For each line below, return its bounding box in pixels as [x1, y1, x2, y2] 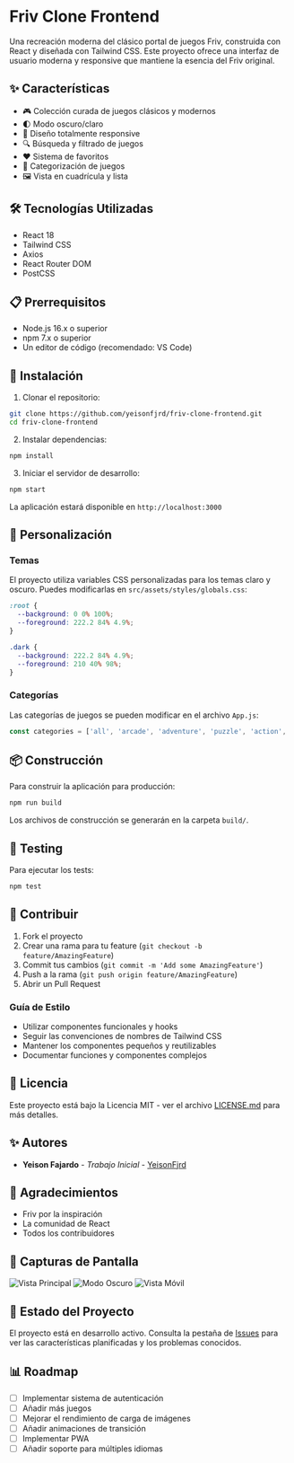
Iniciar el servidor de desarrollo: [22, 467, 141, 478]
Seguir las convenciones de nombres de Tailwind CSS [22, 1031, 222, 1042]
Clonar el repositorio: [22, 392, 100, 403]
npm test [9, 882, 42, 891]
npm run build [9, 798, 63, 807]
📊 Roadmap [9, 1364, 79, 1379]
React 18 [22, 229, 55, 240]
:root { [9, 602, 39, 611]
